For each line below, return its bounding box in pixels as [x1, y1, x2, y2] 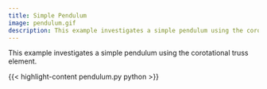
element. [8, 56, 37, 66]
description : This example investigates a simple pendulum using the [8, 26, 244, 34]
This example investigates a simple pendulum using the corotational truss [8, 48, 249, 58]
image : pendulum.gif [8, 19, 77, 27]
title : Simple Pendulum [8, 11, 87, 20]
